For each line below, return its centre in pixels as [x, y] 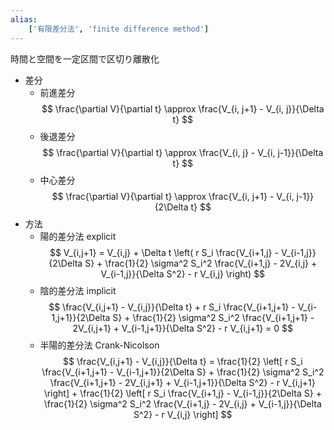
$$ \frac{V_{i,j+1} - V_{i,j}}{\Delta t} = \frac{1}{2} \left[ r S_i [182, 361]
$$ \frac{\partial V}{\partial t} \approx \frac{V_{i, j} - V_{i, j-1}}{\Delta [183, 152]
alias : [24, 19]
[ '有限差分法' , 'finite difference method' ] [119, 29]
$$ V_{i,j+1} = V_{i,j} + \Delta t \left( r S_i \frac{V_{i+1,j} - [164, 252]
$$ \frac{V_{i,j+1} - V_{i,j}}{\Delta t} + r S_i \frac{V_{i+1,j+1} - [172, 307]
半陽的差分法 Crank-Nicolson [99, 345]
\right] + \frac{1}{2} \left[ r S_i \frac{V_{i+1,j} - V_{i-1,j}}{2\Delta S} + [182, 393]
